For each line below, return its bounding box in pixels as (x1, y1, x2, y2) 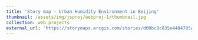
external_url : (6, 25, 41, 31)
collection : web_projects (6, 19, 70, 25)
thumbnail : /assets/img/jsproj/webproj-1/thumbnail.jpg (6, 14, 146, 20)
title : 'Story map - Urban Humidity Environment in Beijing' (6, 8, 160, 15)
